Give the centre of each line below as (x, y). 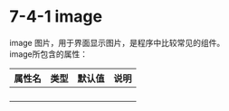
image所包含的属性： (49, 54)
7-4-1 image (56, 17)
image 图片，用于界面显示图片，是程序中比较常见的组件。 (117, 42)
